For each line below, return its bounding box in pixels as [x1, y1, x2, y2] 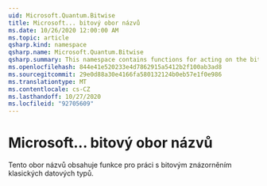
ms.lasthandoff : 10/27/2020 [8, 93, 102, 101]
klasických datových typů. [8, 169, 94, 178]
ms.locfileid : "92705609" [8, 100, 94, 108]
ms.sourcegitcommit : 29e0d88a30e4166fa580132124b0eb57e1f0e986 [8, 70, 222, 78]
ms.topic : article [8, 33, 69, 42]
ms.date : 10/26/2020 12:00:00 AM [8, 26, 119, 34]
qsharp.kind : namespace [8, 41, 87, 49]
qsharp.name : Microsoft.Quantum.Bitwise [8, 48, 145, 56]
